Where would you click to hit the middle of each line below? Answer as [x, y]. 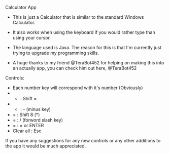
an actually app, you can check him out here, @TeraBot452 [75, 68]
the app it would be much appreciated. [46, 146]
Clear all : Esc [27, 131]
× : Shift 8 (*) [26, 114]
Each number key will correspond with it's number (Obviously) [78, 88]
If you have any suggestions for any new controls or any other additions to [83, 141]
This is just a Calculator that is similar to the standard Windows [78, 17]
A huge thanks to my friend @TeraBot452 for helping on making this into [88, 63]
